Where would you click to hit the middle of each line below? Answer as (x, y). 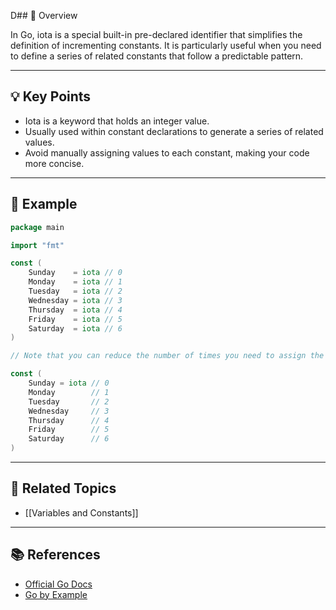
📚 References (55, 555)
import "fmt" (37, 245)
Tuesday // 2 (69, 401)
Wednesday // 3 (69, 411)
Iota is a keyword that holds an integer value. (117, 121)
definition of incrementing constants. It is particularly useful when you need (166, 45)
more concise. (54, 163)
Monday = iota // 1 (75, 282)
